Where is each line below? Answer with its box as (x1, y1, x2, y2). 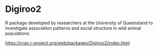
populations (5, 30, 30, 36)
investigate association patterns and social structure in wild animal (5, 25, 142, 31)
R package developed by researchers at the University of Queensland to (5, 20, 153, 26)
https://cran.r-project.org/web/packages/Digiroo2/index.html (5, 40, 130, 46)
